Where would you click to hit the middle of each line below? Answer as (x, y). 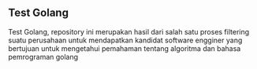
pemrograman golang (43, 56)
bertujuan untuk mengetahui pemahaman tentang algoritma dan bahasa (125, 48)
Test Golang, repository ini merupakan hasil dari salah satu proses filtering (129, 31)
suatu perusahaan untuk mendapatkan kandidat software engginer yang (125, 40)
